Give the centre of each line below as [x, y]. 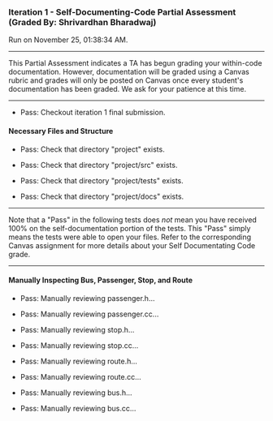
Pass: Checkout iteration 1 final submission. [93, 113]
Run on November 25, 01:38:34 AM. [68, 40]
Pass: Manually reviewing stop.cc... [79, 345]
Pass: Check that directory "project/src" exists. [99, 165]
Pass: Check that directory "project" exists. [92, 149]
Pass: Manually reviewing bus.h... [76, 393]
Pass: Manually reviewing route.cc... [81, 376]
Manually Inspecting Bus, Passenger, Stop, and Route [101, 280]
